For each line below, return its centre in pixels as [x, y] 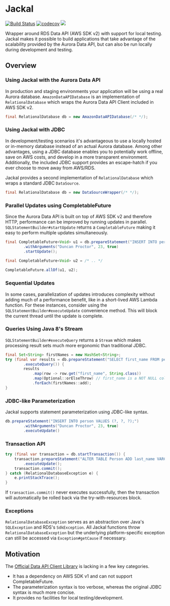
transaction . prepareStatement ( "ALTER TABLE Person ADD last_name [85, 459]
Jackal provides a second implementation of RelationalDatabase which [79, 177]
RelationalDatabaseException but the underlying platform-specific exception [85, 533]
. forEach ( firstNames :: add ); [62, 383]
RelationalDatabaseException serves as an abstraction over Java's [75, 522]
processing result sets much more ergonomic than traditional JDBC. [76, 345]
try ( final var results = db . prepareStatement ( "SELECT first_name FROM [82, 359]
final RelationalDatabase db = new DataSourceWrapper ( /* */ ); [72, 192]
